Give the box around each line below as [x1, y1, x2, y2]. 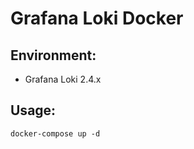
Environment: [10, 47, 97, 64]
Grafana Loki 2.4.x [24, 73, 102, 85]
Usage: [10, 102, 57, 119]
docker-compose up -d [10, 128, 101, 139]
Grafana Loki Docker [10, 7, 184, 30]
